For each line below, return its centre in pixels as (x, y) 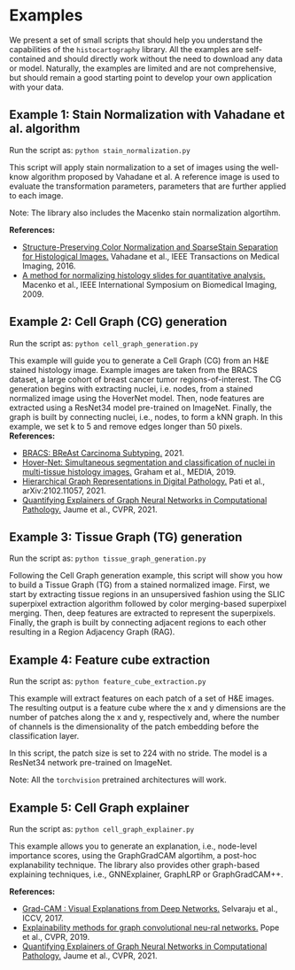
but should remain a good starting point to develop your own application (141, 77)
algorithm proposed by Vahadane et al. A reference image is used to (155, 176)
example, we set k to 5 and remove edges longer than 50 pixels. (126, 426)
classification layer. (44, 736)
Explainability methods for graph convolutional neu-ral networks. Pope (151, 927)
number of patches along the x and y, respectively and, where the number (144, 718)
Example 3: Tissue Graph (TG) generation (126, 537)
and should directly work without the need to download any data (165, 58)
